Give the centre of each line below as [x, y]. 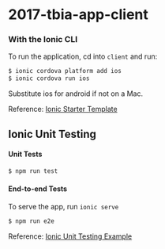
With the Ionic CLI [43, 40]
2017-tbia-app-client [78, 15]
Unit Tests [25, 154]
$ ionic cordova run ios [49, 79]
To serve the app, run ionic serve [64, 206]
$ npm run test [33, 171]
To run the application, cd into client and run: [83, 56]
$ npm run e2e [32, 221]
